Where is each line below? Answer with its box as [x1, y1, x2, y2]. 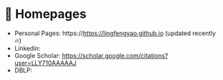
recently [192, 29, 216, 37]
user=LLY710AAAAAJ [14, 59, 77, 67]
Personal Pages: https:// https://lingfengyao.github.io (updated [14, 29, 191, 37]
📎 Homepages [4, 6, 87, 22]
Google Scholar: [14, 51, 61, 59]
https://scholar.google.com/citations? [61, 51, 168, 59]
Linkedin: [14, 44, 41, 52]
